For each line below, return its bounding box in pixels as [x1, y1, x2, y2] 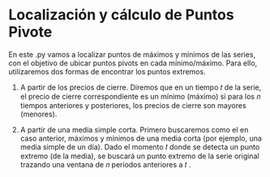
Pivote [8, 23, 53, 41]
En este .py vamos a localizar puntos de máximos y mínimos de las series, [8, 49, 256, 59]
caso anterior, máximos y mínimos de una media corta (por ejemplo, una [19, 133, 262, 143]
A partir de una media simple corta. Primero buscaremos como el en [19, 124, 249, 134]
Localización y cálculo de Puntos [8, 6, 234, 24]
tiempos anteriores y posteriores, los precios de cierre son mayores [19, 100, 246, 110]
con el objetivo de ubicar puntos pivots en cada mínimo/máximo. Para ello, [8, 58, 258, 68]
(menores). [19, 109, 58, 119]
